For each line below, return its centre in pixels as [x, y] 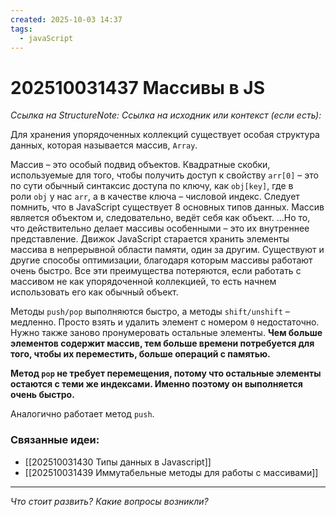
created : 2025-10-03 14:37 [66, 19]
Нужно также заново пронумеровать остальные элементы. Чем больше [166, 333]
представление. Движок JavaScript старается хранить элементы [150, 239]
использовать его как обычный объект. [94, 292]
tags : [21, 29]
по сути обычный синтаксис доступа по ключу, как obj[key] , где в [152, 186]
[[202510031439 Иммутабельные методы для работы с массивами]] [171, 472]
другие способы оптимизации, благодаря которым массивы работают [161, 260]
